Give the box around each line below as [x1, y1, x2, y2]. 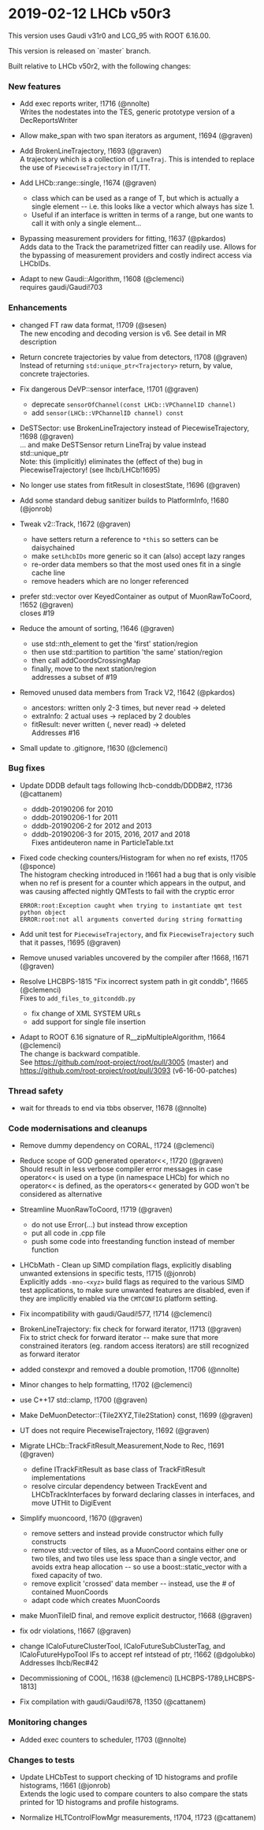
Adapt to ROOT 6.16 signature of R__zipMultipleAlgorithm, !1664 [19, 1032, 226, 1041]
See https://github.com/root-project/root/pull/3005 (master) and [19, 1057, 229, 1067]
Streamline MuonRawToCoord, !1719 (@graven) [19, 1205, 173, 1214]
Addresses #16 [31, 728, 80, 737]
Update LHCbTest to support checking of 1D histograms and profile [19, 1772, 238, 1782]
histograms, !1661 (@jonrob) [19, 1781, 111, 1791]
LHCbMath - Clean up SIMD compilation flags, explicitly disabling [19, 1260, 232, 1270]
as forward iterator [19, 1349, 80, 1359]
